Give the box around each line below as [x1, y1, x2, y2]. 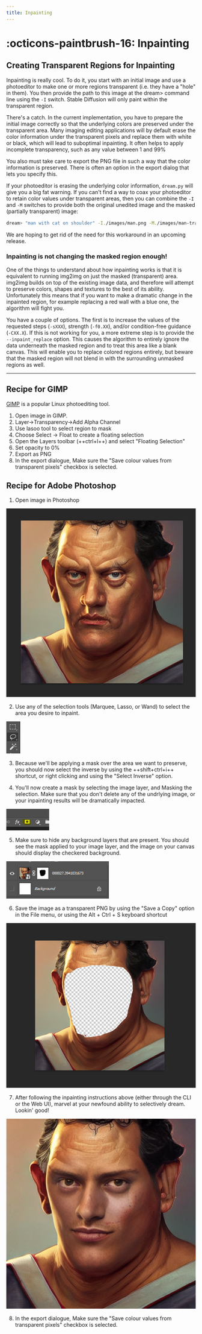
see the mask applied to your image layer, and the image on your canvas [14, 843, 195, 850]
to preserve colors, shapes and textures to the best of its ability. [6, 285, 164, 292]
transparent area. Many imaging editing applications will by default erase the [6, 127, 196, 134]
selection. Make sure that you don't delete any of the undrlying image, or [14, 791, 195, 798]
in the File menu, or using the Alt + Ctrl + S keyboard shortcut [14, 911, 168, 918]
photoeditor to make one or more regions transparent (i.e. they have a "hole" [6, 83, 196, 90]
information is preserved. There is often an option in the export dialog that [6, 163, 189, 171]
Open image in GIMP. [14, 412, 68, 419]
